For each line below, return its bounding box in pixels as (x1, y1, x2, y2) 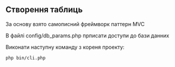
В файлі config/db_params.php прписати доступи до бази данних (5, 32, 170, 39)
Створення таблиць (5, 5, 83, 15)
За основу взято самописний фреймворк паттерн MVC (5, 20, 145, 27)
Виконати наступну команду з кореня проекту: (5, 43, 125, 50)
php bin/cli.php (5, 55, 46, 61)
